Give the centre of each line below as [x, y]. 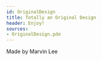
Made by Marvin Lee [32, 51]
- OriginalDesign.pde [34, 34]
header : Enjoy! [25, 23]
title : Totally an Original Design [51, 18]
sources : [17, 29]
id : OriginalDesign [31, 12]
